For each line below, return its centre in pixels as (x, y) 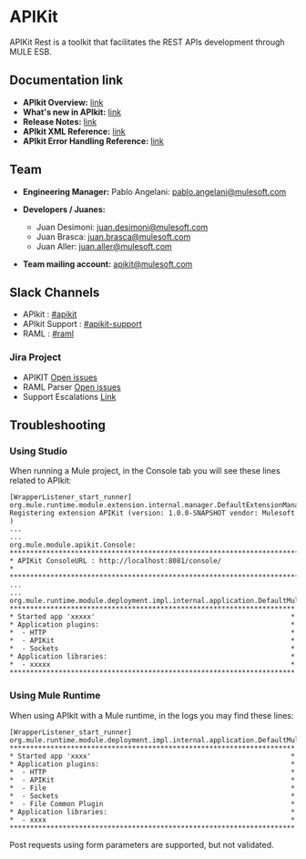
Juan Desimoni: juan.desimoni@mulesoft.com (122, 227)
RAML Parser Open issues (71, 387)
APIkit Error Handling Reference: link (93, 141)
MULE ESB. (31, 51)
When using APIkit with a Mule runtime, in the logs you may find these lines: (152, 715)
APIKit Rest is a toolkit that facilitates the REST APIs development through (147, 42)
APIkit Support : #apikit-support (82, 324)
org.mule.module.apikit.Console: (73, 545)
